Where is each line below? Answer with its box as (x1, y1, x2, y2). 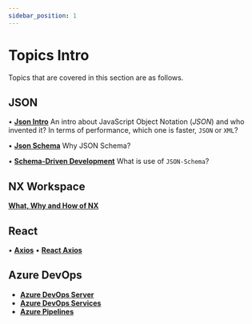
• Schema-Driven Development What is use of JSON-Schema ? (8, 157, 210, 166)
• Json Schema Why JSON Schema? (8, 141, 131, 150)
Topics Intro (8, 46, 90, 64)
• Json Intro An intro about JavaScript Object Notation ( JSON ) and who (8, 117, 245, 126)
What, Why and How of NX (8, 201, 99, 210)
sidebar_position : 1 (8, 11, 78, 20)
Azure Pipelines (19, 306, 74, 316)
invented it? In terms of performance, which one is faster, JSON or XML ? (8, 126, 238, 135)
